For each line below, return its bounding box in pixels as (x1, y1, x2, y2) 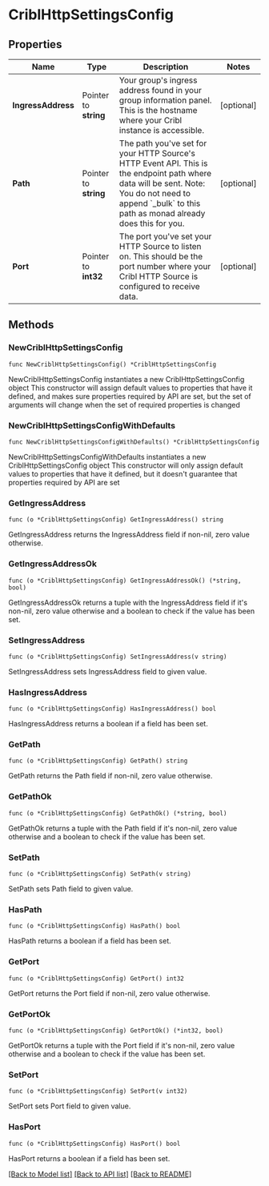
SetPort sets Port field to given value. (8, 1101, 131, 1111)
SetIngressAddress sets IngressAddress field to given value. (8, 666, 207, 676)
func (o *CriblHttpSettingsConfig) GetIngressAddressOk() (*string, (8, 577, 242, 585)
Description (143, 62, 189, 72)
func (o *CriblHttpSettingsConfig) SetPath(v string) (8, 870, 192, 878)
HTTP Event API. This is (118, 158, 208, 169)
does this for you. (118, 218, 185, 229)
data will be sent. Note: (118, 178, 206, 189)
